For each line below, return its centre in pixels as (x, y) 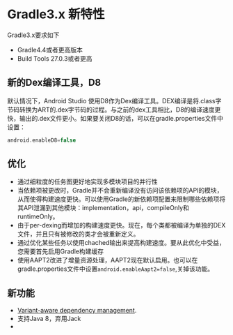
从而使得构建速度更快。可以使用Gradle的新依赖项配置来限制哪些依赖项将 (121, 199)
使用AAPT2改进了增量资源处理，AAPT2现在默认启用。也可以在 (107, 260)
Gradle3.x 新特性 (56, 14)
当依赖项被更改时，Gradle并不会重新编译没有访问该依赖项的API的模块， (120, 191)
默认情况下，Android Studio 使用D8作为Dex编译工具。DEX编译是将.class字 (114, 100)
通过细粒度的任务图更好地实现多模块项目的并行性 (87, 181)
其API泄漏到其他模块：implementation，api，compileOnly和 (103, 208)
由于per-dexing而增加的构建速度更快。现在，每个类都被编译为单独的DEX (121, 225)
